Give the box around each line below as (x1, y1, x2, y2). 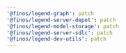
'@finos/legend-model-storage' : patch (6, 23, 119, 30)
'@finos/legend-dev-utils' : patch (6, 36, 107, 43)
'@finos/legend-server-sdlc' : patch (6, 29, 113, 36)
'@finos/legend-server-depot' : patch (6, 17, 116, 23)
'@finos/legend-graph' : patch (6, 10, 95, 17)
